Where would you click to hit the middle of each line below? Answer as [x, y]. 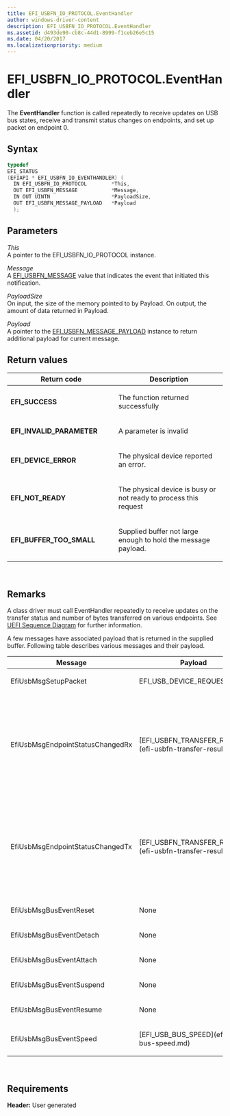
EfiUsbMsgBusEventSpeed [54, 1039]
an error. [132, 465]
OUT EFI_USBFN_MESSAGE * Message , [76, 190]
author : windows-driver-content [53, 20]
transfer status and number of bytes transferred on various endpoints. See [112, 618]
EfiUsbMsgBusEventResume [56, 1010]
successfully [139, 406]
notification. [24, 283]
